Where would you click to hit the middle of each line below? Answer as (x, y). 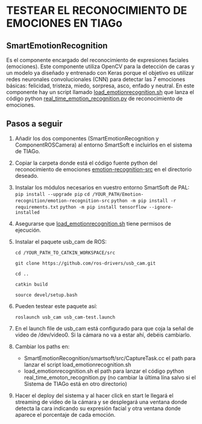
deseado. (27, 176)
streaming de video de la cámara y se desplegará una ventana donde (101, 402)
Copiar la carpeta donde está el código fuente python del (86, 163)
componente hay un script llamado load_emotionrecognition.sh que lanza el (100, 92)
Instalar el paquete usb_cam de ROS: (61, 241)
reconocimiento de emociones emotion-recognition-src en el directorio (103, 169)
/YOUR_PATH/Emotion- (118, 194)
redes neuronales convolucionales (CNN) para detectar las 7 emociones (96, 79)
